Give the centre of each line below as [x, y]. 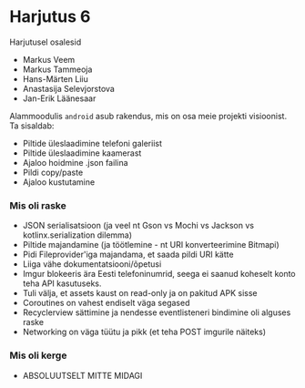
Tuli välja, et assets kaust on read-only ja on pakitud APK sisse [140, 293]
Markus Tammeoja [57, 69]
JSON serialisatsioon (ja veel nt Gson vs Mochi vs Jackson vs [138, 226]
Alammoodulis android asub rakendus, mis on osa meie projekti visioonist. [148, 116]
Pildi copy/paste [53, 172]
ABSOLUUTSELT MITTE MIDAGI [82, 375]
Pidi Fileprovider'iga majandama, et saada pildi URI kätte [128, 255]
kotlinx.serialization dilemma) [77, 235]
